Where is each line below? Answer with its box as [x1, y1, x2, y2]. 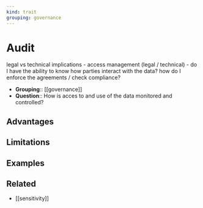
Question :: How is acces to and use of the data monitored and [15, 92, 172, 99]
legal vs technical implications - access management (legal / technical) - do [6, 61, 197, 68]
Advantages [6, 117, 54, 127]
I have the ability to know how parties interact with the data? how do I [6, 68, 182, 75]
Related [6, 179, 37, 189]
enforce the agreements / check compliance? [6, 74, 121, 81]
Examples [6, 158, 45, 168]
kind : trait [6, 9, 37, 15]
